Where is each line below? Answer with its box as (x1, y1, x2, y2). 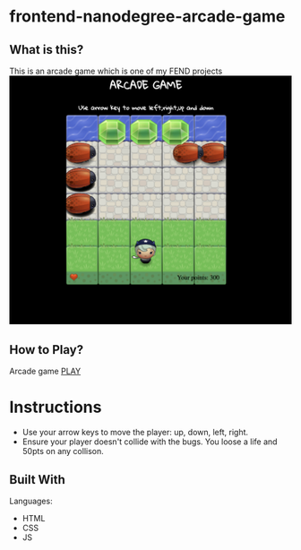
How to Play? (9, 342, 83, 357)
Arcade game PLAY (9, 365, 82, 377)
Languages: (9, 495, 53, 506)
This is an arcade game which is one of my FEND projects (9, 65, 223, 76)
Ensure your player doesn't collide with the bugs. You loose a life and (21, 436, 278, 447)
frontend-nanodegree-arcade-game (9, 6, 286, 27)
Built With (9, 472, 65, 487)
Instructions (9, 397, 102, 417)
